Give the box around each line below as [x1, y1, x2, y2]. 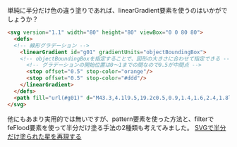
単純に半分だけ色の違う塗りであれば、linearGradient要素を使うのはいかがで [7, 6, 228, 14]
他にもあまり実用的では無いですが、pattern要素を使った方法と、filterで [7, 115, 214, 123]
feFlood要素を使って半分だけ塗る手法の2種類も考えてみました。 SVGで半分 [7, 123, 226, 132]
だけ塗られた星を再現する [7, 132, 82, 141]
